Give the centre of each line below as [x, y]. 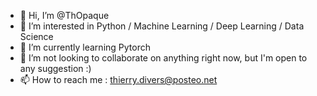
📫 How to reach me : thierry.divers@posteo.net [118, 79]
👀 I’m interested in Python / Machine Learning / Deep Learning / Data [162, 26]
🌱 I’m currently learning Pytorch [85, 47]
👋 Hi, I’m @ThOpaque [64, 15]
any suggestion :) [55, 68]
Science [36, 36]
